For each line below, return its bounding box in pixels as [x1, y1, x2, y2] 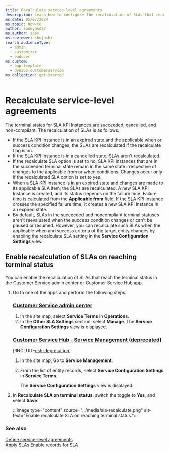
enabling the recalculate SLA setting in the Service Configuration [12, 233, 149, 239]
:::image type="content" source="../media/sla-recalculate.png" [12, 407, 143, 413]
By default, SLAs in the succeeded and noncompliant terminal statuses [12, 212, 159, 218]
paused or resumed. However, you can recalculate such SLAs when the [12, 222, 161, 228]
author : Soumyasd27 [5, 26, 46, 31]
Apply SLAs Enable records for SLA [5, 442, 79, 448]
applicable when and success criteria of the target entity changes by [12, 227, 155, 234]
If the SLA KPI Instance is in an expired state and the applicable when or [12, 137, 162, 143]
